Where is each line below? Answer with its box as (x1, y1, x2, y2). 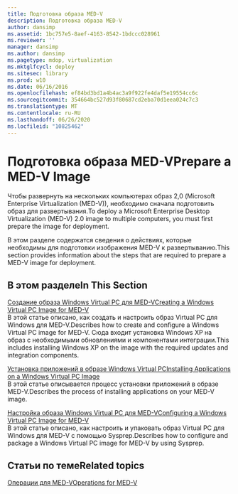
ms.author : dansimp (7, 50, 65, 58)
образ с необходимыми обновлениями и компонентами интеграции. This (7, 335, 229, 345)
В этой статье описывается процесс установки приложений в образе (7, 380, 219, 388)
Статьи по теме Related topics (7, 459, 145, 471)
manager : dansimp (7, 43, 59, 50)
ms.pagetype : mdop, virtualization (7, 57, 113, 64)
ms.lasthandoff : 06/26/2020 (7, 116, 91, 123)
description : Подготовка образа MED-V (7, 17, 122, 24)
